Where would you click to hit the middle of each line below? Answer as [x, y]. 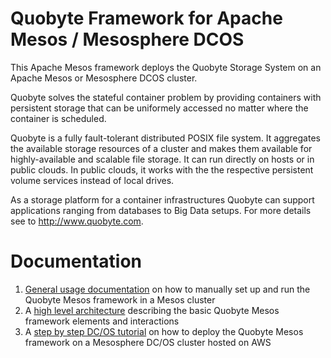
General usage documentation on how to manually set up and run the [167, 289]
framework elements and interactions [102, 321]
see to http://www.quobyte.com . [77, 221]
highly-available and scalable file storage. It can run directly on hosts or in [162, 159]
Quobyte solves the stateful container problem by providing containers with [166, 97]
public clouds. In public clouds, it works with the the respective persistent [162, 169]
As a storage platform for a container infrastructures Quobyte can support [162, 199]
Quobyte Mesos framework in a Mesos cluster [120, 299]
